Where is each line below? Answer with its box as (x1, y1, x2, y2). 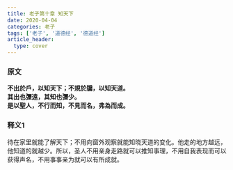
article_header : (7, 36, 54, 43)
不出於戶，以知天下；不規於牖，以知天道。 (7, 84, 129, 93)
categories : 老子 (7, 23, 56, 30)
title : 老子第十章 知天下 (7, 10, 74, 17)
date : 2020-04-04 (7, 17, 58, 24)
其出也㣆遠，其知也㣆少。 (7, 93, 81, 101)
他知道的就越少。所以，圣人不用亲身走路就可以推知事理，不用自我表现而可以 (7, 146, 227, 155)
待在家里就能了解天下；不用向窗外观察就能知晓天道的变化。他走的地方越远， (7, 137, 227, 146)
